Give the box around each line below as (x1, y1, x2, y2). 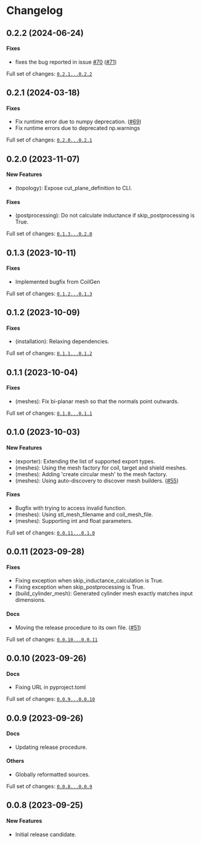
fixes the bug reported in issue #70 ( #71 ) (15, 58, 117, 66)
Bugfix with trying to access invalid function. (15, 504, 127, 511)
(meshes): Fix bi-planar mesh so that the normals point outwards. (15, 397, 179, 404)
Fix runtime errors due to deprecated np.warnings (15, 125, 140, 132)
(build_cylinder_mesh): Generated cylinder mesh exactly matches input (15, 590, 193, 597)
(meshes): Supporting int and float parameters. (15, 517, 133, 524)
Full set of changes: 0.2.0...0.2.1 (6, 136, 92, 143)
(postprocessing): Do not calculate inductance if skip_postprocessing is (15, 212, 195, 219)
